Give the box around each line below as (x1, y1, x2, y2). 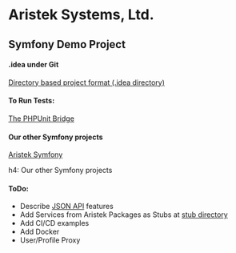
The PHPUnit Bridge (8, 114, 74, 123)
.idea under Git (8, 60, 59, 70)
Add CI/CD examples (19, 219, 90, 228)
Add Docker (19, 227, 60, 237)
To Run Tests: (8, 96, 55, 106)
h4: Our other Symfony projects (8, 166, 113, 175)
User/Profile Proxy (19, 235, 81, 245)
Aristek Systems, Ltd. (8, 6, 154, 24)
